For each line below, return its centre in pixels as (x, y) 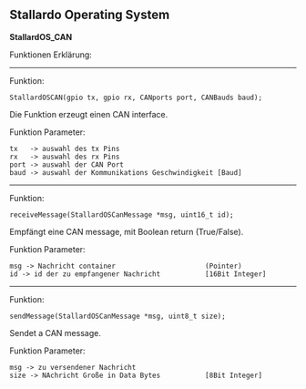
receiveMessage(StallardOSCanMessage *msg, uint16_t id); (122, 215)
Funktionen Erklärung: (51, 55)
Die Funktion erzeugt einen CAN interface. (89, 114)
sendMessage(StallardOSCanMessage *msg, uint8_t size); (117, 316)
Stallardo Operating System (90, 15)
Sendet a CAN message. (56, 333)
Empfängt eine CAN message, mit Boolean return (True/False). (127, 231)
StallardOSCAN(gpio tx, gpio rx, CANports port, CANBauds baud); (136, 97)
